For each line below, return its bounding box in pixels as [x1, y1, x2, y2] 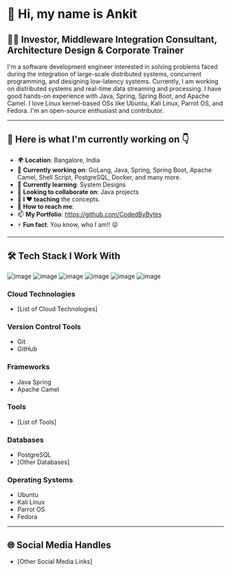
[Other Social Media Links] [16, 558, 93, 566]
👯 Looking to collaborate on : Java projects [16, 187, 139, 195]
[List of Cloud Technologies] [16, 304, 98, 313]
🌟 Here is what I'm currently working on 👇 [7, 134, 190, 145]
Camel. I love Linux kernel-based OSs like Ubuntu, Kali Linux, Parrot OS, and [7, 99, 223, 107]
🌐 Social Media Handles [7, 539, 111, 551]
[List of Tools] [16, 418, 57, 426]
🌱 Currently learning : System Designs [16, 180, 126, 189]
